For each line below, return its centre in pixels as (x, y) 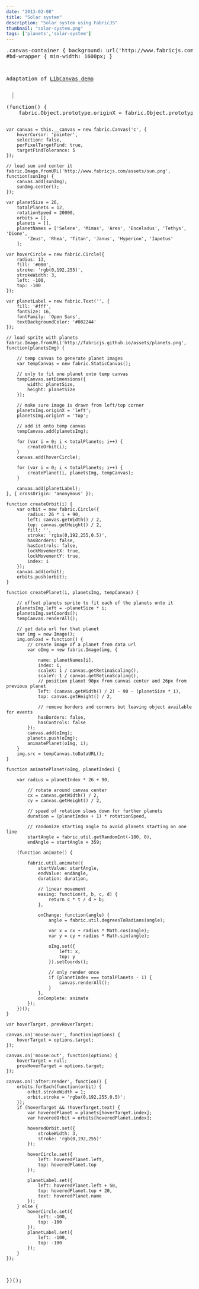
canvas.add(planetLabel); (49, 489)
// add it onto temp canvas (51, 426)
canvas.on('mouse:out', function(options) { (62, 1056)
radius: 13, (31, 260)
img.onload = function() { (50, 640)
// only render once (74, 973)
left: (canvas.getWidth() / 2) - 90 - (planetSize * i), (110, 691)
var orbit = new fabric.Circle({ (58, 510)
